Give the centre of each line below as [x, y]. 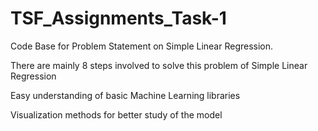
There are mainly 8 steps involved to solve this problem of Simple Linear [159, 65]
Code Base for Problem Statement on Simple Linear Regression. [142, 46]
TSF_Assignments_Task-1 [118, 18]
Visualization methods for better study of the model [116, 114]
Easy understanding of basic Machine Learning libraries [125, 95]
